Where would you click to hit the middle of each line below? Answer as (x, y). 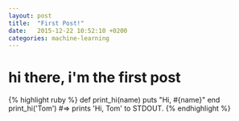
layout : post (30, 16)
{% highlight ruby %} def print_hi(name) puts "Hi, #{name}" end (114, 100)
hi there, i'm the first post (95, 78)
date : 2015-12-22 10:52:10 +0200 (68, 30)
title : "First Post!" (46, 23)
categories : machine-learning (59, 38)
